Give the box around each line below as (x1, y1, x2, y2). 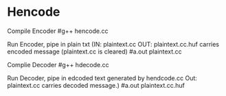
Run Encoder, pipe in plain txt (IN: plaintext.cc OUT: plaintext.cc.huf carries (7, 40, 220, 48)
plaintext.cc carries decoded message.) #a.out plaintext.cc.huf (7, 81, 185, 89)
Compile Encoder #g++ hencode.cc (7, 27, 109, 35)
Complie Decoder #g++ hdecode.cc (7, 60, 110, 69)
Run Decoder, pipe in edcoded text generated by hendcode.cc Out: (7, 73, 198, 82)
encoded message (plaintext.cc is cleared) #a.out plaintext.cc (7, 47, 182, 56)
